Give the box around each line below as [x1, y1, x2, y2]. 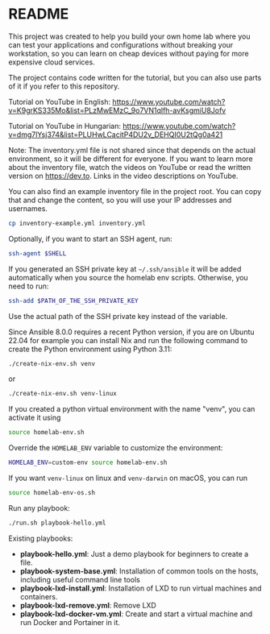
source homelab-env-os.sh [8, 489, 95, 497]
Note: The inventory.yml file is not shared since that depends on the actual [8, 145, 256, 155]
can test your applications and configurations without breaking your [8, 39, 234, 49]
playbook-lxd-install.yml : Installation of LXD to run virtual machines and [19, 583, 262, 593]
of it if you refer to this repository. [8, 81, 120, 91]
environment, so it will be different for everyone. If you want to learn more [8, 154, 253, 164]
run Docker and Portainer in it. [19, 617, 121, 627]
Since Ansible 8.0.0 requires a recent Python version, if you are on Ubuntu [8, 327, 255, 337]
